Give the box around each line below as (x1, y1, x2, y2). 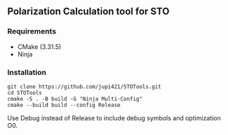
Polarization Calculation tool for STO (7, 6, 170, 17)
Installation (7, 67, 47, 77)
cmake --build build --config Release (7, 101, 121, 108)
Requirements (7, 27, 57, 36)
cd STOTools (7, 89, 42, 97)
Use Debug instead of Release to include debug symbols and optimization (7, 113, 221, 122)
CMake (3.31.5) (17, 42, 62, 51)
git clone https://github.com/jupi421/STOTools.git (7, 83, 161, 90)
